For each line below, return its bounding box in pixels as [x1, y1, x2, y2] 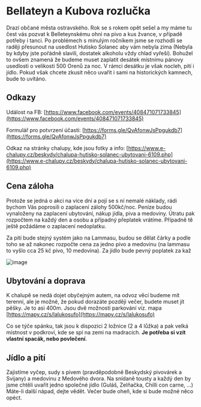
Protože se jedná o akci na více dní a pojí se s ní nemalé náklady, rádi [6, 197, 177, 204]
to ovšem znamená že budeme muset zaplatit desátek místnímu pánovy [6, 56, 184, 63]
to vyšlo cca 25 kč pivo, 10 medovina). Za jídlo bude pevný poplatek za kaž [6, 247, 191, 254]
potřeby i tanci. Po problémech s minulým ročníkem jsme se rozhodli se [6, 37, 183, 44]
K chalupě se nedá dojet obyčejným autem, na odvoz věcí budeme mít [6, 292, 180, 299]
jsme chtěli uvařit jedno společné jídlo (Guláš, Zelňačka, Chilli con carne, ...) [6, 381, 194, 388]
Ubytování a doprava [6, 276, 86, 286]
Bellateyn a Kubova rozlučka [6, 4, 151, 18]
